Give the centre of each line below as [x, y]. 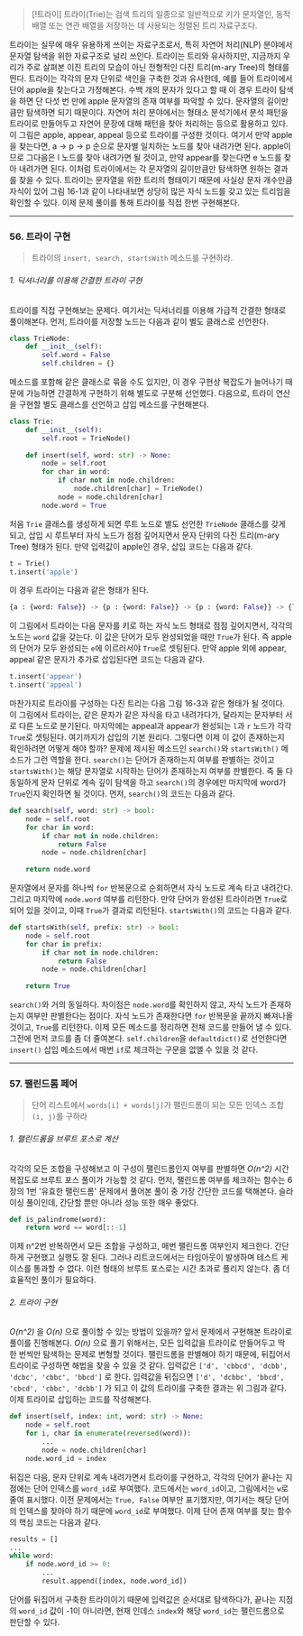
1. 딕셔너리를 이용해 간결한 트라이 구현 [76, 280]
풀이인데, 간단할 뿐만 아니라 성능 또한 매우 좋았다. [112, 1202]
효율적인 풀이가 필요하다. [53, 1280]
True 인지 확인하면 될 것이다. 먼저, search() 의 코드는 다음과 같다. [123, 794]
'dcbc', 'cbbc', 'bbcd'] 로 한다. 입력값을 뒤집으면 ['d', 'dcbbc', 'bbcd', [147, 1377]
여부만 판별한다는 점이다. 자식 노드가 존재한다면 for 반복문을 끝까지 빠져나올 [159, 1016]
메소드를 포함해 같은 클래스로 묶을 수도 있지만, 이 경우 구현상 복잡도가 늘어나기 [147, 382]
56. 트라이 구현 [40, 236]
